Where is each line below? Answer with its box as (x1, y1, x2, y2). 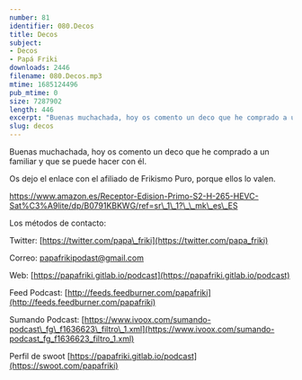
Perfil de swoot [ (9, 351, 71, 361)
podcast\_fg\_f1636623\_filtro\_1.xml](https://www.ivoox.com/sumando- (9, 324, 275, 334)
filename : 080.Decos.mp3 (9, 72, 102, 81)
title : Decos (9, 30, 58, 39)
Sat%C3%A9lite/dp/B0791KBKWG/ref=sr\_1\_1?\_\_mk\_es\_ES (9, 200, 238, 211)
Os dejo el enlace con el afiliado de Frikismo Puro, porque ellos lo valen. (9, 173, 276, 184)
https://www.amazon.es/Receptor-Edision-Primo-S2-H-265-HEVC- (9, 190, 259, 201)
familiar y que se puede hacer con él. (9, 156, 147, 166)
